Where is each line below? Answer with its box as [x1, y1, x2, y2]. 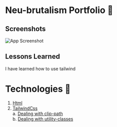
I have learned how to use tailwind [5, 65, 76, 72]
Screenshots [5, 25, 46, 33]
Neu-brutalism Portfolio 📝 [5, 5, 113, 16]
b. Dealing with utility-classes [12, 115, 73, 122]
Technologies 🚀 [5, 83, 71, 94]
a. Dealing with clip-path [12, 110, 63, 116]
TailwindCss [12, 105, 38, 111]
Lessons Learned [5, 52, 60, 61]
